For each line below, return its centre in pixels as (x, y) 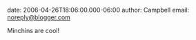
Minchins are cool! (33, 31)
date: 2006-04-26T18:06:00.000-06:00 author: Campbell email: (98, 10)
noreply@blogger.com (39, 17)
